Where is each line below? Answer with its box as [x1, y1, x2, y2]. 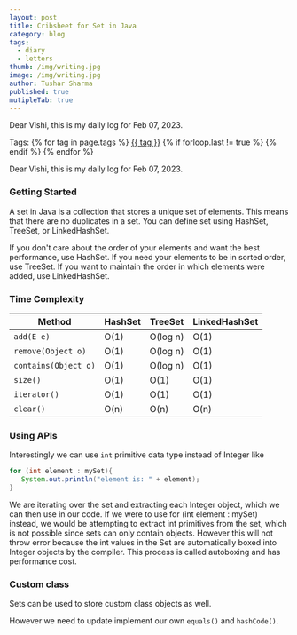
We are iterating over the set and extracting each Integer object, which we [9, 499, 280, 510]
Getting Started [9, 186, 77, 198]
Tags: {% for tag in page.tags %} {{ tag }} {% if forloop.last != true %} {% [9, 137, 277, 147]
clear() [13, 403, 46, 414]
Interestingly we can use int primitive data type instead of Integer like [9, 449, 264, 460]
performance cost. [9, 556, 77, 567]
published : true [9, 87, 69, 96]
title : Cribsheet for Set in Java [9, 21, 137, 30]
